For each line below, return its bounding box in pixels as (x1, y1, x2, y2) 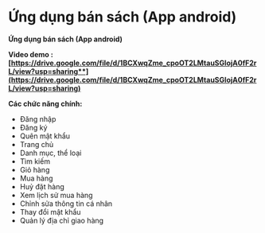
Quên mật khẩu (19, 131, 70, 141)
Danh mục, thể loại (19, 148, 82, 157)
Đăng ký (19, 122, 48, 132)
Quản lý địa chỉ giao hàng (19, 216, 104, 225)
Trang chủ (19, 139, 54, 149)
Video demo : (8, 49, 53, 59)
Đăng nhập (19, 114, 57, 123)
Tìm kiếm (19, 156, 50, 166)
